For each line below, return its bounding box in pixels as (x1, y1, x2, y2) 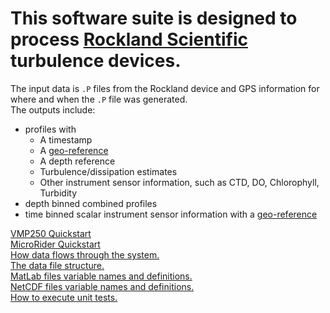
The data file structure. (10, 259, 105, 271)
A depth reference (39, 155, 116, 167)
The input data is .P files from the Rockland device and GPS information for (10, 82, 320, 94)
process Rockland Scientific (10, 28, 248, 51)
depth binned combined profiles (24, 197, 158, 209)
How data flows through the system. (10, 248, 160, 261)
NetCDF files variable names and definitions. (10, 280, 195, 292)
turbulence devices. (10, 50, 182, 72)
